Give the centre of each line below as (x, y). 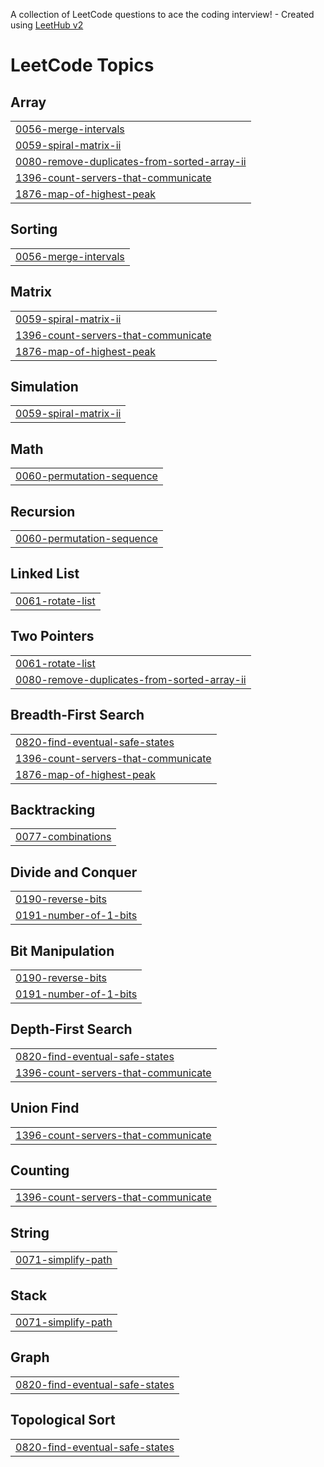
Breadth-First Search (77, 715)
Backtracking (53, 809)
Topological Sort (63, 1420)
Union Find (45, 1108)
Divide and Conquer (74, 872)
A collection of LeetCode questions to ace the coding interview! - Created (162, 14)
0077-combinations (63, 837)
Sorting (34, 229)
